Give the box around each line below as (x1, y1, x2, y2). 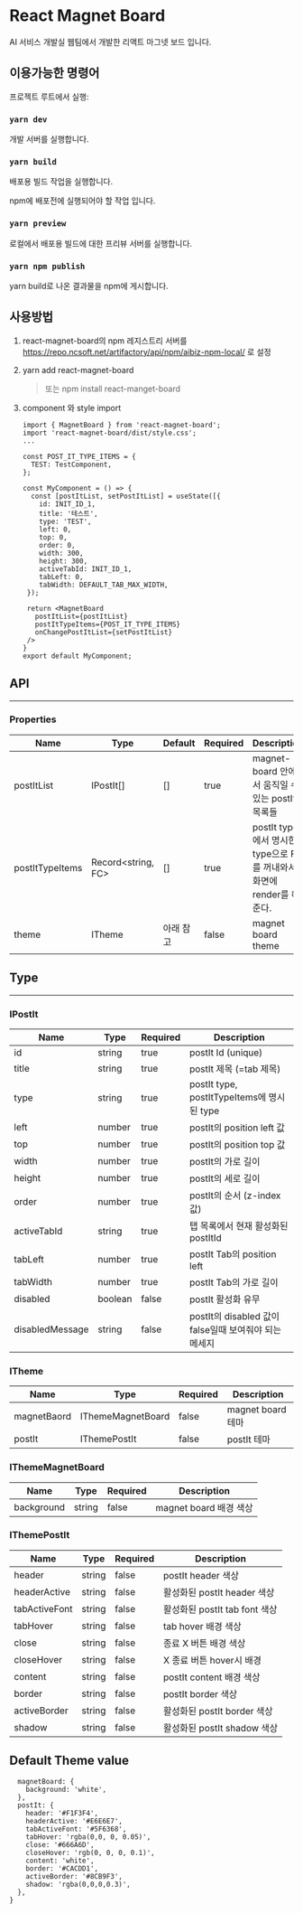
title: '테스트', (39, 509, 98, 518)
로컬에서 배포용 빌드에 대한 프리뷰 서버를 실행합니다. (9, 238, 192, 249)
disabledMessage (14, 1323, 89, 1336)
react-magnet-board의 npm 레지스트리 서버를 (22, 335, 188, 346)
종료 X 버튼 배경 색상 (162, 1636, 246, 1649)
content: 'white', (25, 1856, 95, 1865)
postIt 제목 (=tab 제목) (188, 1063, 281, 1075)
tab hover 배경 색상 (162, 1619, 242, 1632)
